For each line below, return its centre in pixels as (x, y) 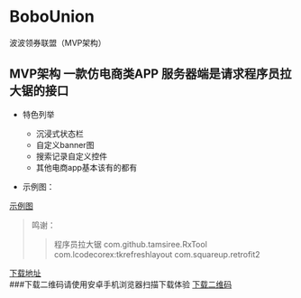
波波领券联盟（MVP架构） (58, 42)
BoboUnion (52, 17)
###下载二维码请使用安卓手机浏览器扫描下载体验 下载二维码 (121, 284)
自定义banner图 (65, 144)
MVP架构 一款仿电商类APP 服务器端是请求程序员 (145, 74)
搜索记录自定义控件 (72, 156)
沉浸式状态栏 (59, 134)
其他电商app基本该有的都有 (87, 167)
